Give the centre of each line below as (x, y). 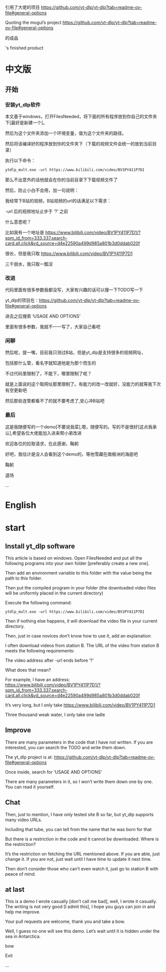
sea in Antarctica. (23, 936)
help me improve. (23, 912)
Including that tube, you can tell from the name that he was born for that (78, 829)
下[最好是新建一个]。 (26, 123)
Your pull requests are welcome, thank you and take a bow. (65, 921)
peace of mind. (21, 874)
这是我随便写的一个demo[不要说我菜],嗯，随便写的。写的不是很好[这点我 (79, 427)
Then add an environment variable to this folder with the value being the (79, 573)
